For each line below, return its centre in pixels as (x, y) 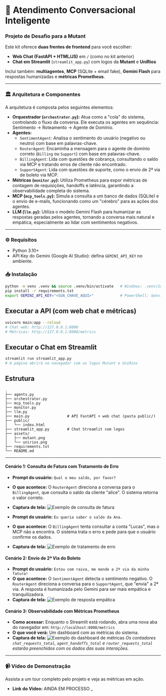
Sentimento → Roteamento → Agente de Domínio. (63, 127)
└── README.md (20, 451)
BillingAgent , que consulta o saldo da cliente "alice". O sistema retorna (85, 493)
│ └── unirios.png (26, 442)
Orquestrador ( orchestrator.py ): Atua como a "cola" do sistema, (79, 117)
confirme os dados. (32, 537)
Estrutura (20, 379)
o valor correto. (28, 498)
